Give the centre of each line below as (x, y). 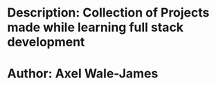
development (46, 42)
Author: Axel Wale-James (83, 74)
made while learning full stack (96, 27)
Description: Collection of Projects (108, 13)
